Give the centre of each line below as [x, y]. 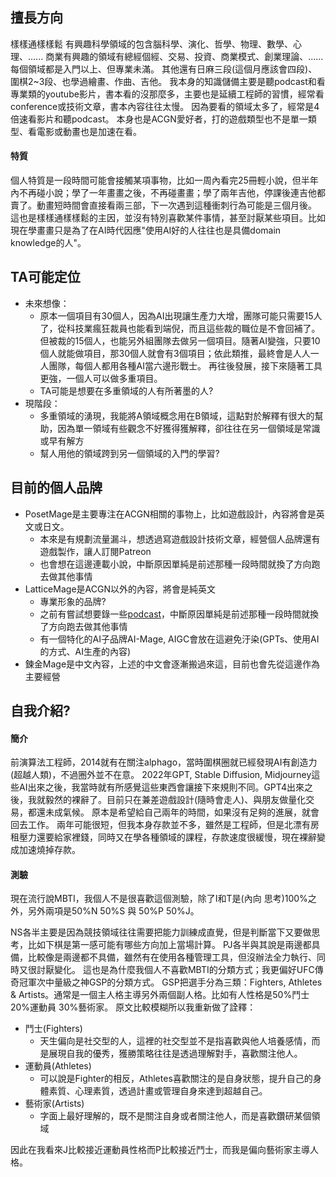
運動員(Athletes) [58, 1066]
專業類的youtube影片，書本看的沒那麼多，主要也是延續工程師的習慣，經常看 [167, 94]
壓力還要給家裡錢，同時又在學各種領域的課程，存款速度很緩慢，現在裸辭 [167, 837]
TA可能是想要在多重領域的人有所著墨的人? [126, 390]
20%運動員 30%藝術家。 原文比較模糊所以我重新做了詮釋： [133, 1007]
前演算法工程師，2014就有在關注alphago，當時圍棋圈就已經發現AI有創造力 [164, 762]
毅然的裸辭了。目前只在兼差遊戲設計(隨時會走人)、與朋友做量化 [175, 800]
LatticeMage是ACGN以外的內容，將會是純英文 [120, 589]
